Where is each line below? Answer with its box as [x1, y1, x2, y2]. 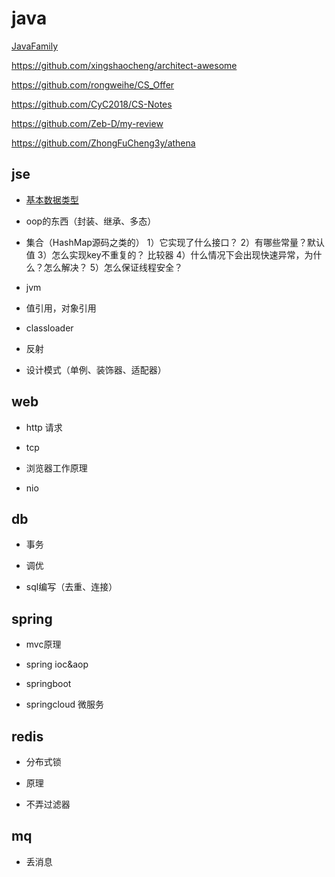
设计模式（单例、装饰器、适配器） [25, 363, 167, 376]
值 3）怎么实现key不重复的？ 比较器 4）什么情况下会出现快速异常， [25, 248, 305, 261]
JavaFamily [11, 40, 59, 52]
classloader [25, 322, 74, 334]
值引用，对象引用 [25, 302, 97, 314]
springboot [25, 678, 72, 690]
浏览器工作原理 [25, 462, 88, 474]
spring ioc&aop [25, 658, 89, 671]
